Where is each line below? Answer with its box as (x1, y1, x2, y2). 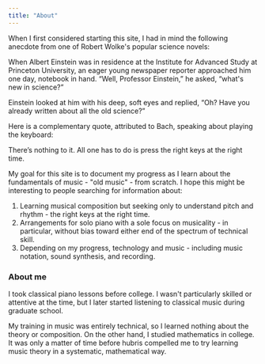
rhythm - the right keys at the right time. (19, 209, 150, 218)
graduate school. (8, 305, 63, 315)
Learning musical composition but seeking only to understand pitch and (19, 201, 254, 210)
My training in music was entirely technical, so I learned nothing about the (8, 321, 249, 331)
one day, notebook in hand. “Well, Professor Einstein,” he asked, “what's (8, 74, 244, 83)
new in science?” (8, 82, 64, 92)
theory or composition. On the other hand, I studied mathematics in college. (8, 329, 255, 339)
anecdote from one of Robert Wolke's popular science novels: (8, 41, 210, 51)
